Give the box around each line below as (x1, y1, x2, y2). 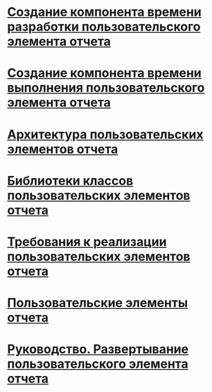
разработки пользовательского (7, 19, 201, 35)
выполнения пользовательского (7, 80, 205, 96)
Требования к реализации (7, 233, 167, 249)
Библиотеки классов (7, 172, 134, 188)
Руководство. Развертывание (7, 341, 189, 357)
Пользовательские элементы (7, 295, 188, 311)
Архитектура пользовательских (7, 126, 204, 142)
